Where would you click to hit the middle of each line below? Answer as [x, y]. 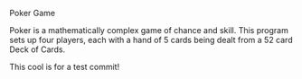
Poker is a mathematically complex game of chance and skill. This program [149, 30]
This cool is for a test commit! [65, 67]
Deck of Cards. [38, 49]
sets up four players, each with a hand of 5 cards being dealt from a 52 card [151, 40]
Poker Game [33, 13]
